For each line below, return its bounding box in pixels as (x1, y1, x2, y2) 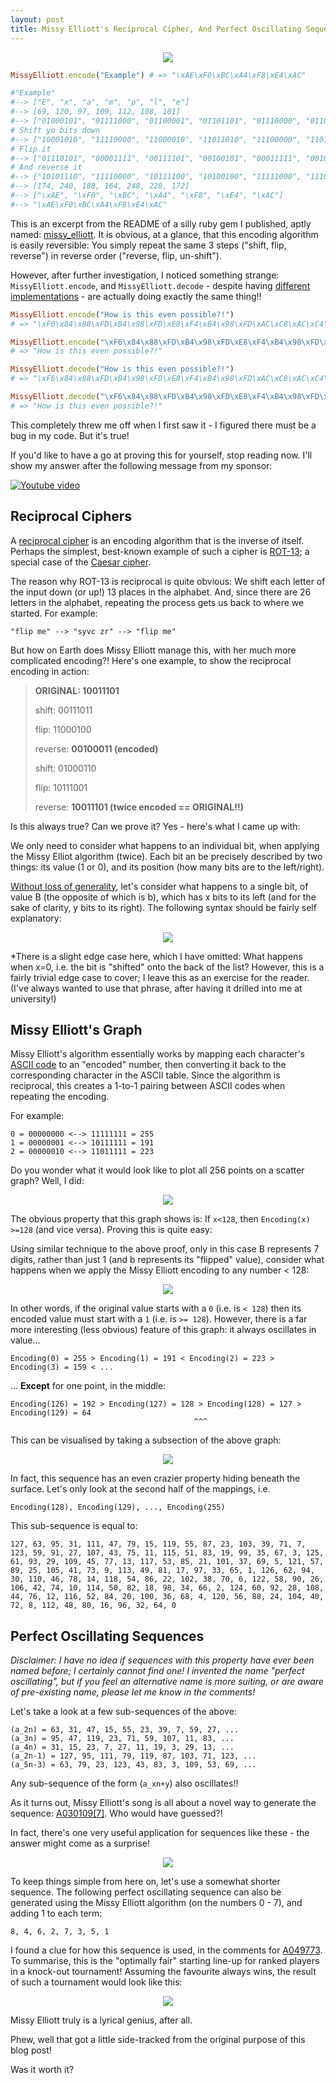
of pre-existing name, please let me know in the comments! (10, 1686, 256, 1698)
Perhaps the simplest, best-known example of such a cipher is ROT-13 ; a (10, 545, 310, 557)
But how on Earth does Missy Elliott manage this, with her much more (10, 644, 297, 656)
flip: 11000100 (34, 723, 92, 735)
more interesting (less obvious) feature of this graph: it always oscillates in (10, 1324, 317, 1336)
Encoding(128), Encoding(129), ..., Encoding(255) (10, 1502, 226, 1513)
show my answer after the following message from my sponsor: (10, 459, 273, 471)
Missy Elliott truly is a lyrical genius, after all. (10, 2014, 193, 2026)
